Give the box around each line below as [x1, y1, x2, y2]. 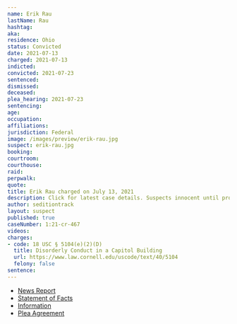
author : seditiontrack [7, 201, 74, 209]
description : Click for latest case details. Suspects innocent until [7, 195, 219, 202]
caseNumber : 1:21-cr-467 [7, 221, 80, 228]
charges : [7, 234, 33, 241]
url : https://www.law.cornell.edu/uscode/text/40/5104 [13, 254, 178, 261]
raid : [7, 168, 23, 175]
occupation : [7, 115, 42, 122]
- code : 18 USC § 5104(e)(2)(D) [7, 241, 102, 248]
